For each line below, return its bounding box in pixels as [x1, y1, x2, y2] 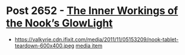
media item [75, 42, 103, 49]
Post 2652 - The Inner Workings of [6, 4, 179, 18]
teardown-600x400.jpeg [14, 42, 75, 49]
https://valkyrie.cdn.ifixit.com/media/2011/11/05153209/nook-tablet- [14, 36, 179, 43]
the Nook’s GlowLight [6, 16, 113, 30]
